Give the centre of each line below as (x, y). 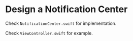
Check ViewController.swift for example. (49, 33)
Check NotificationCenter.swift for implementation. (61, 23)
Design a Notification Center (66, 9)
